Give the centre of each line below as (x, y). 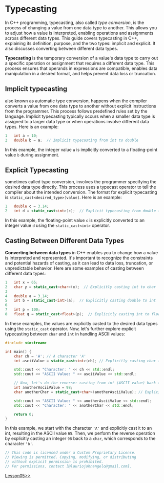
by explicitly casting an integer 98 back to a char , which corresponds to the (81, 439)
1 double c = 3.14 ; (27, 206)
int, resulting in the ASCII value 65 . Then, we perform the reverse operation (80, 433)
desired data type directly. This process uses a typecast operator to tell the (81, 187)
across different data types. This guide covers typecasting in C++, (72, 38)
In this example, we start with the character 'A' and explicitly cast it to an (79, 428)
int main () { (18, 351)
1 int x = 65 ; (21, 282)
